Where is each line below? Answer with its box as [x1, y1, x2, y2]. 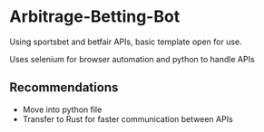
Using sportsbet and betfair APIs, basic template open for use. [9, 36, 242, 47]
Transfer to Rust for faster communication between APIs [22, 113, 233, 124]
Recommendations [9, 80, 119, 96]
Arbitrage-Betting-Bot [9, 6, 181, 27]
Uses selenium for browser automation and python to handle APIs [9, 53, 256, 64]
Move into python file [22, 104, 103, 115]
